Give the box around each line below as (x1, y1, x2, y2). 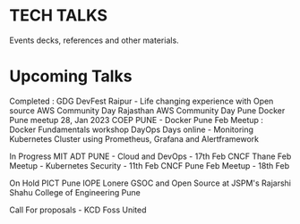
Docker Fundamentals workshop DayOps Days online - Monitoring (9, 124, 253, 135)
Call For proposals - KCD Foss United (9, 204, 147, 215)
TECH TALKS (9, 5, 108, 26)
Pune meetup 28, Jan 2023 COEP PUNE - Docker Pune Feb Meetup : (9, 114, 264, 125)
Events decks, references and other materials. (9, 35, 179, 46)
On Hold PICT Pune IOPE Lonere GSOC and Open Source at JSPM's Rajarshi (9, 178, 291, 188)
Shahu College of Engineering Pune (9, 187, 141, 197)
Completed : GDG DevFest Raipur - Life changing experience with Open (9, 95, 274, 106)
